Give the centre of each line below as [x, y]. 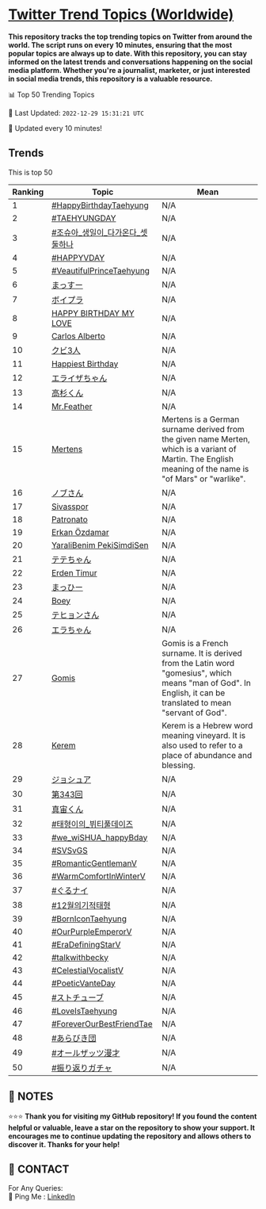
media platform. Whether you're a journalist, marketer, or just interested [129, 70]
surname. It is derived [202, 653]
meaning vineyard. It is [204, 735]
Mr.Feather [72, 406]
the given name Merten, [206, 439]
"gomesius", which [197, 673]
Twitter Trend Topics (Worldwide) [121, 15]
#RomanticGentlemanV [94, 863]
